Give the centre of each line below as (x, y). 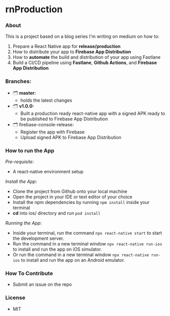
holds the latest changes (46, 100)
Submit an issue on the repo (42, 284)
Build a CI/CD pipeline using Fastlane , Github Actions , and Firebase (85, 63)
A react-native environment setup (48, 172)
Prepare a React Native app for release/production (67, 47)
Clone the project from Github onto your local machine (70, 191)
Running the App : (23, 223)
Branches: (18, 81)
